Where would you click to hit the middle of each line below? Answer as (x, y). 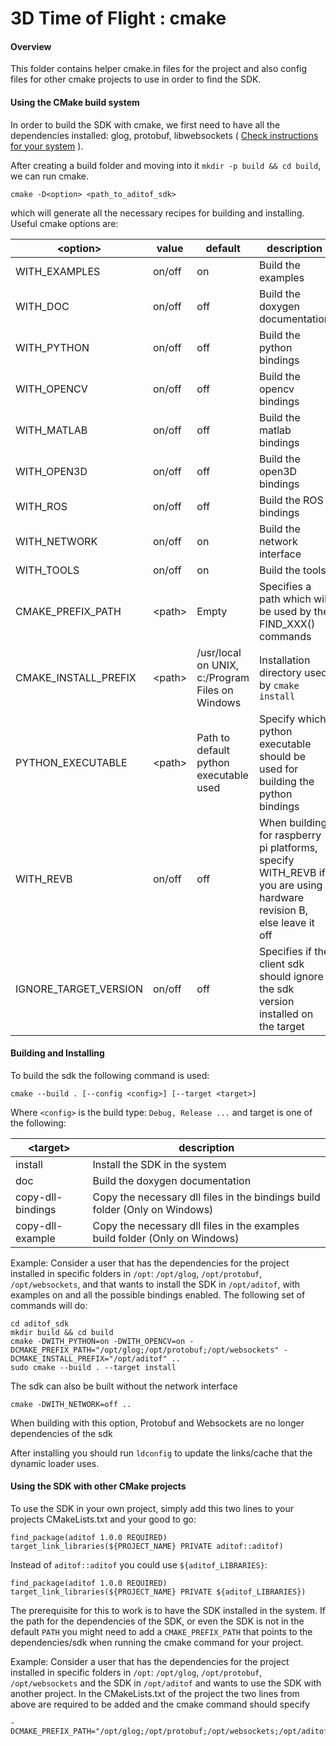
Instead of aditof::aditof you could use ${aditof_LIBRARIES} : (139, 1565)
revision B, (283, 910)
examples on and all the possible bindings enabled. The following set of (158, 1294)
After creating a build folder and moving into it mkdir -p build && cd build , (166, 165)
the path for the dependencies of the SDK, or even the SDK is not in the (157, 1621)
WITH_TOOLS (47, 570)
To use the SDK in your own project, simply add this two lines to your (152, 1508)
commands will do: (49, 1305)
